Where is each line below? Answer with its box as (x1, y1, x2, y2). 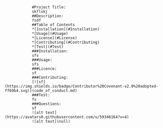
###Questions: (31, 101, 62, 106)
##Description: (31, 14, 64, 19)
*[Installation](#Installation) (31, 27, 100, 32)
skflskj (31, 9, 48, 14)
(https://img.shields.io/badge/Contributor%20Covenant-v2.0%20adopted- (5, 84, 158, 89)
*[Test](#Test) (31, 44, 64, 49)
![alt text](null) (31, 119, 71, 124)
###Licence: (31, 66, 57, 71)
